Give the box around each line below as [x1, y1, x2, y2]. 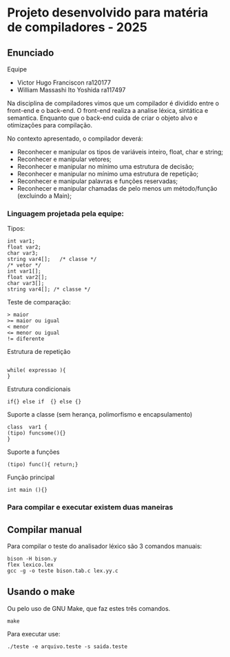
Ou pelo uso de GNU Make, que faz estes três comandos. [7, 604, 171, 612]
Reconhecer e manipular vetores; [17, 155, 112, 163]
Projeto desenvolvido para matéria [7, 5, 209, 21]
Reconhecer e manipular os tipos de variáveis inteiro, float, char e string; [17, 148, 224, 156]
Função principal [7, 473, 55, 481]
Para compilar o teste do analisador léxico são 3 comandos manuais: [7, 542, 202, 550]
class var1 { [7, 424, 48, 431]
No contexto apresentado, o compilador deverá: [7, 134, 143, 143]
